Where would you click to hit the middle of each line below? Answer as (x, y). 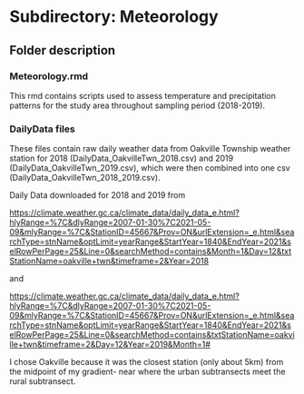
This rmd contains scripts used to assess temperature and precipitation (143, 95)
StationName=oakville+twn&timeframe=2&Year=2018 (109, 261)
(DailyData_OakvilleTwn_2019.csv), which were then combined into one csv (150, 168)
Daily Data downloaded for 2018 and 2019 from (98, 195)
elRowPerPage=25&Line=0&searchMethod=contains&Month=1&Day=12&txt (151, 251)
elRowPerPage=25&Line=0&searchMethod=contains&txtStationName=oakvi (152, 335)
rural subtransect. (43, 381)
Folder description (63, 50)
